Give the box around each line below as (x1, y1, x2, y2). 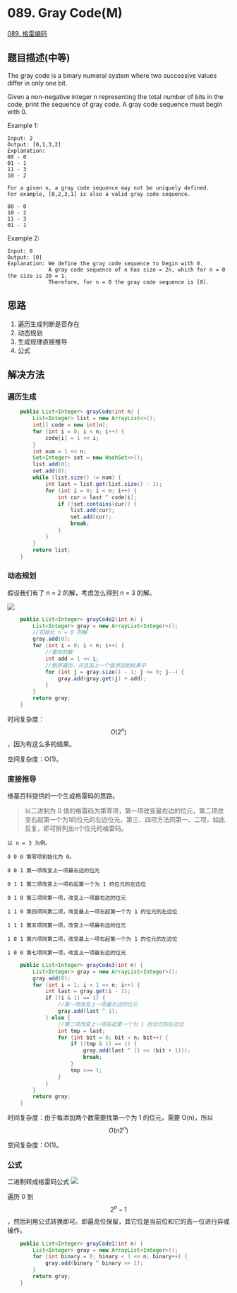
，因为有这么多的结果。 (7, 739, 75, 748)
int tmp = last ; (57, 1027, 106, 1034)
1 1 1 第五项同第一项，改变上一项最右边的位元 (7, 922, 126, 929)
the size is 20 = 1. (7, 272, 68, 279)
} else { (44, 1014, 71, 1021)
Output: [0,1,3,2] (7, 141, 61, 148)
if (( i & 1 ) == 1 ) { (44, 995, 106, 1002)
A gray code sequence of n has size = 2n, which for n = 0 (48, 266, 226, 273)
